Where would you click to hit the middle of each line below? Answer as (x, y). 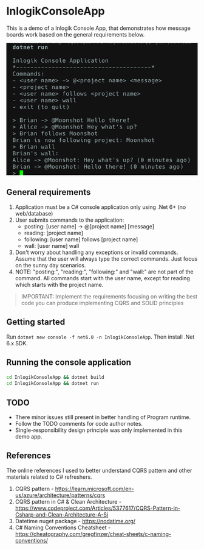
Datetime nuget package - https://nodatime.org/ (75, 521)
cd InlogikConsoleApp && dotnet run (53, 384)
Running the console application (69, 363)
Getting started (36, 322)
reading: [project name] (54, 233)
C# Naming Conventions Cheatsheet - (63, 527)
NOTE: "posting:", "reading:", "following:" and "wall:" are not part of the (104, 272)
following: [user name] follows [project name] (81, 239)
